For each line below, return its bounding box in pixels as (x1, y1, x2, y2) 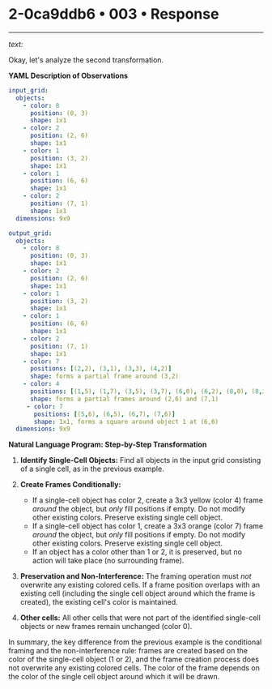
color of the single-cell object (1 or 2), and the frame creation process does (8, 654, 259, 665)
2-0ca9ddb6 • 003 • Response (8, 5, 219, 24)
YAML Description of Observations (8, 71, 128, 80)
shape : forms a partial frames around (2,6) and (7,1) (29, 395, 219, 403)
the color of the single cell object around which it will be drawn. (8, 672, 220, 682)
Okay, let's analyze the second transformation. (8, 54, 164, 65)
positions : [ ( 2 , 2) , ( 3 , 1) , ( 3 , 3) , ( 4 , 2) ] (29, 365, 172, 373)
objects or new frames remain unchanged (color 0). (19, 622, 193, 631)
